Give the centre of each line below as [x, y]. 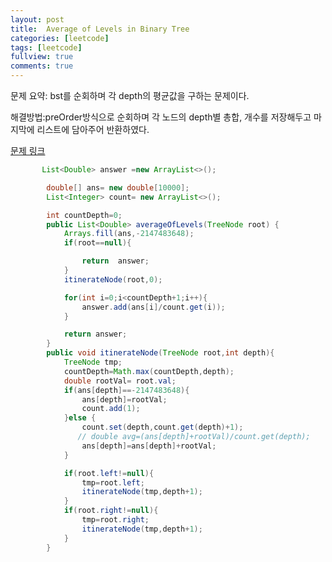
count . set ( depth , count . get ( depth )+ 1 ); [162, 427]
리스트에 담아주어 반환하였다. [93, 129]
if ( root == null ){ [97, 243]
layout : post [37, 19]
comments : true [42, 66]
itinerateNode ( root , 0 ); [113, 279]
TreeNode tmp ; [93, 362]
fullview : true [42, 57]
